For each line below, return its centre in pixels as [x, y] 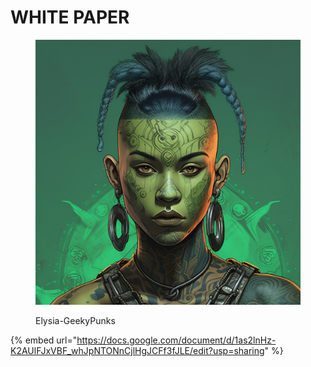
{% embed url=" [44, 340]
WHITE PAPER [70, 17]
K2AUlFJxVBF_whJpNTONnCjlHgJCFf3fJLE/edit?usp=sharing [137, 350]
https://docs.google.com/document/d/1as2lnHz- [176, 340]
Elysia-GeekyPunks [75, 320]
